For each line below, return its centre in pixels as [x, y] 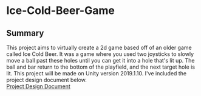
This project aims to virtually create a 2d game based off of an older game [99, 47]
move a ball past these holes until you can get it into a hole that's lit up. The [101, 60]
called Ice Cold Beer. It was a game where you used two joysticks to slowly [100, 54]
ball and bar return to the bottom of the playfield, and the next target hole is [101, 67]
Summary [25, 33]
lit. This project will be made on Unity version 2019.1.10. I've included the [97, 73]
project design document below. [46, 80]
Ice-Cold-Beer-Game [61, 11]
